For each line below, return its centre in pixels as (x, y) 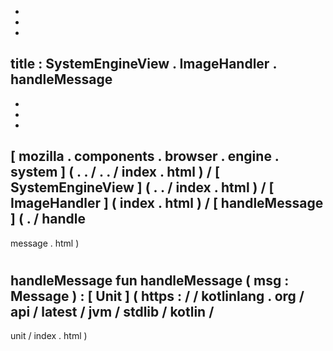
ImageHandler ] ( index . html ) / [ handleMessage (167, 203)
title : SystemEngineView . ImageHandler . (143, 64)
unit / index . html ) (49, 336)
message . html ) (45, 243)
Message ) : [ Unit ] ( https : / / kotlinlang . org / (157, 296)
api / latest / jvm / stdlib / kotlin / (112, 311)
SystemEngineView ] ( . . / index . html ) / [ (142, 187)
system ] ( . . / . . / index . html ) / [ (115, 172)
